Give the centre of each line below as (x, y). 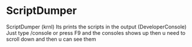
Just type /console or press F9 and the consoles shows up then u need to (96, 32)
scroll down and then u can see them (51, 39)
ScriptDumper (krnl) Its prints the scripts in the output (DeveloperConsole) (97, 27)
